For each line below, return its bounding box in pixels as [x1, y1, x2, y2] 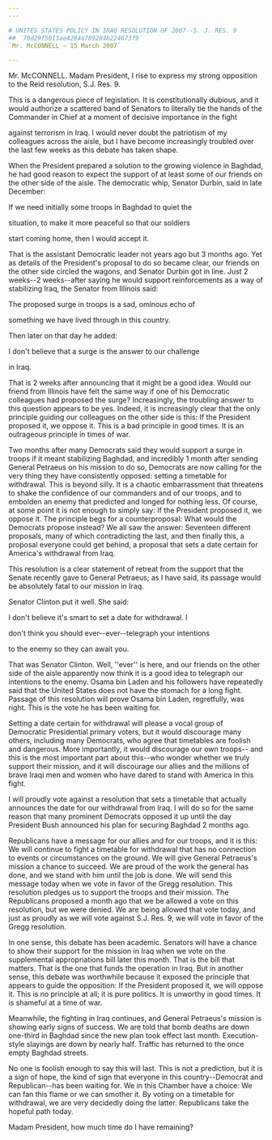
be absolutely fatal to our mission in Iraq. [8, 581, 144, 591]
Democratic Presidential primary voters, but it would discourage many [8, 727, 242, 737]
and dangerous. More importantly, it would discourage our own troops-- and [8, 744, 263, 754]
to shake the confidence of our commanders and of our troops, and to [8, 488, 242, 498]
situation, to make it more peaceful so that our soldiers [8, 218, 190, 228]
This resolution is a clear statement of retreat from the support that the [8, 564, 244, 574]
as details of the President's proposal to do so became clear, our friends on [8, 258, 260, 268]
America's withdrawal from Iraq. [8, 548, 116, 559]
